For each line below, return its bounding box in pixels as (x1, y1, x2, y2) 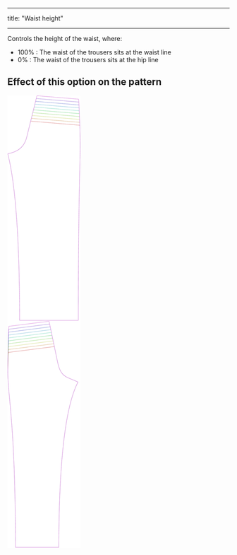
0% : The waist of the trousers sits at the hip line (17, 56, 159, 64)
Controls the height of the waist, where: (7, 35, 123, 42)
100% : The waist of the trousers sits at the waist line (17, 48, 171, 57)
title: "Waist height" (7, 14, 63, 22)
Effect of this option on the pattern (7, 76, 162, 88)
